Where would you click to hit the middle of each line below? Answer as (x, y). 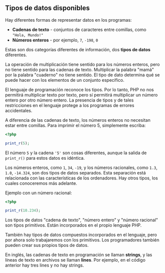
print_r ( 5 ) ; (17, 143)
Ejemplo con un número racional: (39, 193)
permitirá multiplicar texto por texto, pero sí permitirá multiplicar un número (82, 95)
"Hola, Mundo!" (28, 35)
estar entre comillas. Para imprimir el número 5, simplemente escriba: (76, 125)
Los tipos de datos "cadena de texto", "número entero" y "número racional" (82, 220)
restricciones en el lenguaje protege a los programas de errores (70, 105)
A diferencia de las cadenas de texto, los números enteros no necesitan (78, 120)
